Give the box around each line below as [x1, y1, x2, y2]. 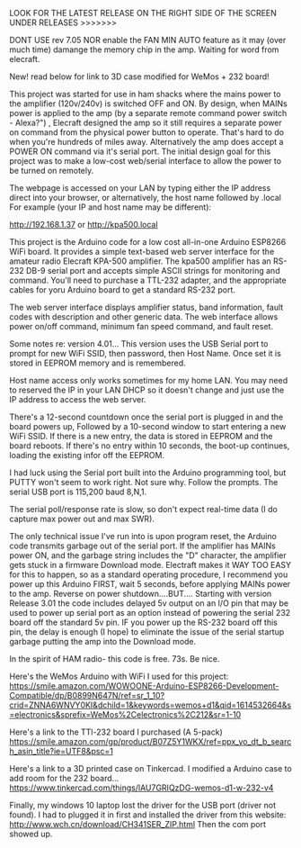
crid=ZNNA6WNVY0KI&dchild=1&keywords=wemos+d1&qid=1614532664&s [9, 699, 292, 710]
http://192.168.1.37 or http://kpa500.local [9, 220, 159, 230]
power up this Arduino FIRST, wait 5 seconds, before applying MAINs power [9, 579, 291, 589]
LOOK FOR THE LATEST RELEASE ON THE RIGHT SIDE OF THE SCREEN [9, 8, 277, 18]
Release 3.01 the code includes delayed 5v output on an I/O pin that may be [9, 598, 289, 609]
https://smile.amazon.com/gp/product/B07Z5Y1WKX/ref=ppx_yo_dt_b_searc [9, 736, 292, 746]
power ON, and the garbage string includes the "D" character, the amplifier [9, 550, 287, 561]
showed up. [9, 828, 53, 839]
